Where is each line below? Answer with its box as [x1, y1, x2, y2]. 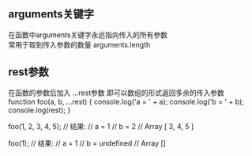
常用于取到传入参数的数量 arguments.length [8, 40, 151, 49]
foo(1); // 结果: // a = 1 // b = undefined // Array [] [8, 138, 166, 148]
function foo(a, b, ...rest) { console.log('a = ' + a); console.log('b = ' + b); [8, 97, 245, 106]
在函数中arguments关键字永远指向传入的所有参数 [8, 30, 168, 40]
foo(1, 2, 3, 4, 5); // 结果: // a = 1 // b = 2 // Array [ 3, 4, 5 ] [8, 121, 194, 131]
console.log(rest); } [8, 105, 71, 115]
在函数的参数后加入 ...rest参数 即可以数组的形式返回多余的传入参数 [8, 88, 225, 97]
